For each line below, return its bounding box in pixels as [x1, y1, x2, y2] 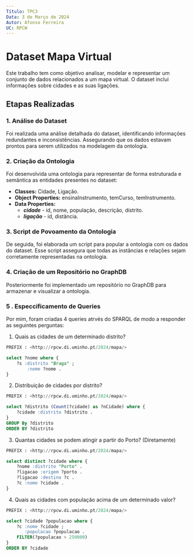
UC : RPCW [6, 25, 28, 31]
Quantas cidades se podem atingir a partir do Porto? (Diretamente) [14, 436, 176, 443]
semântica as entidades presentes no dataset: [6, 177, 118, 184]
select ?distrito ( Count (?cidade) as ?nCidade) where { [6, 404, 145, 410]
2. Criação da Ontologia [6, 157, 75, 165]
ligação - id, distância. [23, 213, 79, 220]
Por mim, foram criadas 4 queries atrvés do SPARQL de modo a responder [6, 316, 186, 323]
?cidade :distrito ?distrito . [16, 409, 93, 415]
